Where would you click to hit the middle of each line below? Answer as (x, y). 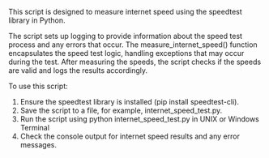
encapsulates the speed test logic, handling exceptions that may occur (126, 53)
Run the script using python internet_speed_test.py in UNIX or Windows (139, 119)
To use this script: (38, 86)
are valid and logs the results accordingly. (78, 70)
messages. (38, 145)
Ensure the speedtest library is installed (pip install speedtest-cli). (129, 102)
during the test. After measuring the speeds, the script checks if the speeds (135, 62)
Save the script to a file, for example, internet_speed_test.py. (121, 110)
